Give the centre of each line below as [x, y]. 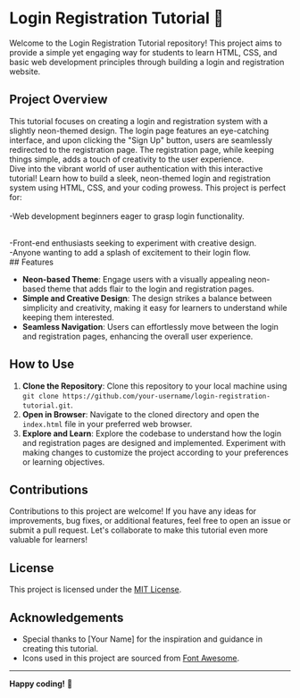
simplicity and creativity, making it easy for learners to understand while [154, 307]
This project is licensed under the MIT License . [96, 590]
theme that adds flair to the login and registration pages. [151, 289]
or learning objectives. [63, 462]
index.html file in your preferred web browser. [107, 424]
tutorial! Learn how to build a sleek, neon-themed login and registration [140, 178]
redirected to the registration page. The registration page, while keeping [142, 149]
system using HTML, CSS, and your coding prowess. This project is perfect [148, 188]
